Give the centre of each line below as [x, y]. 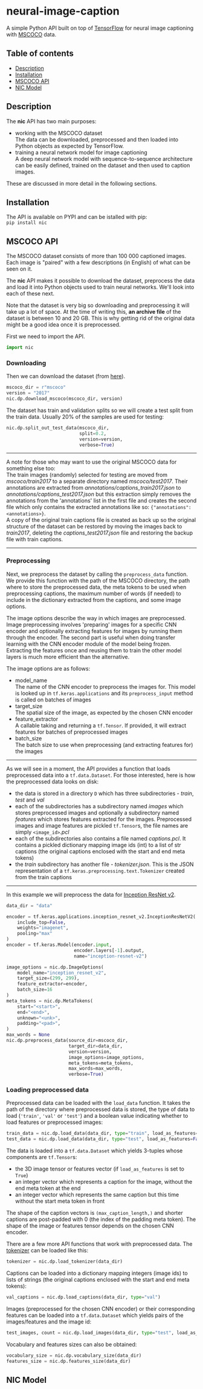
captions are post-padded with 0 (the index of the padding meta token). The [101, 1219]
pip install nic [27, 223]
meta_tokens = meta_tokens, [101, 1063]
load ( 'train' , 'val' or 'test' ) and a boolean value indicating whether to [97, 1116]
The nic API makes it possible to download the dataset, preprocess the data [101, 281]
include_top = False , [42, 922]
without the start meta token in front [60, 1201]
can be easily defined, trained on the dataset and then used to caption [102, 165]
